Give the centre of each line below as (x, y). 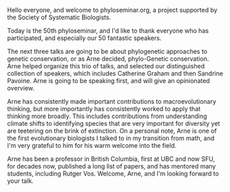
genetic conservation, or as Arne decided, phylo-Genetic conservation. (108, 59)
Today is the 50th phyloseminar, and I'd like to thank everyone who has (108, 31)
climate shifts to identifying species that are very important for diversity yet (114, 123)
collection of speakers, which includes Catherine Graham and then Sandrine (115, 73)
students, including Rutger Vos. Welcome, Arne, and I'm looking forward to (113, 173)
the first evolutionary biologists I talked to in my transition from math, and (111, 138)
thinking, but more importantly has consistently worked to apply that (104, 109)
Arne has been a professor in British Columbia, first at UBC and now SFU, (111, 159)
